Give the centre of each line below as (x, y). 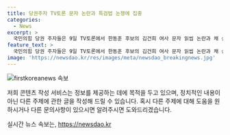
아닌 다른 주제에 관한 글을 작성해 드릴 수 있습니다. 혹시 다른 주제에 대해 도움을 (110, 101)
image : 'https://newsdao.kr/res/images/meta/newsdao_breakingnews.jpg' (111, 58)
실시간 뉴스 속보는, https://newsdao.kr (59, 124)
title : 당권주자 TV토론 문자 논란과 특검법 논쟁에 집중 (75, 13)
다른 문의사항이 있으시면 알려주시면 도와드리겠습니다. (101, 109)
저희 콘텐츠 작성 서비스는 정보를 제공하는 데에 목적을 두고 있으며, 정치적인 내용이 (114, 92)
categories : (24, 20)
